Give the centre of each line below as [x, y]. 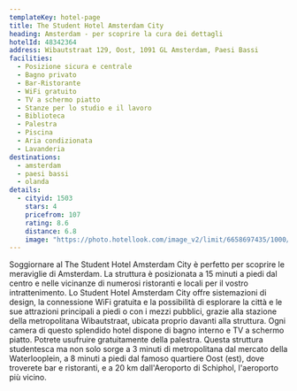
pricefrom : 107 [53, 215]
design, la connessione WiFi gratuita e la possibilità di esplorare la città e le [146, 303]
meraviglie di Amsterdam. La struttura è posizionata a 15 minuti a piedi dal [143, 274]
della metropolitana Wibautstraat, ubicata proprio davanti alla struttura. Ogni [147, 321]
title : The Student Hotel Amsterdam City [87, 26]
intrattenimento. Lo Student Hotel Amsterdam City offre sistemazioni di [138, 293]
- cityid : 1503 [45, 199]
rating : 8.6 [47, 223]
